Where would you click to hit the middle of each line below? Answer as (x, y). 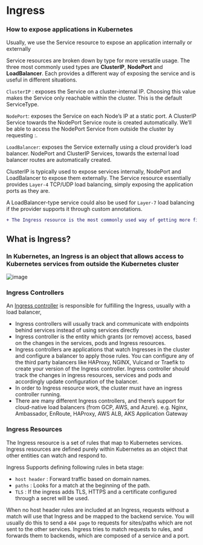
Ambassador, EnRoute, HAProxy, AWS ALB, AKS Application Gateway (101, 414)
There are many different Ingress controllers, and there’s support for (100, 401)
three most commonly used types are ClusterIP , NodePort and (85, 67)
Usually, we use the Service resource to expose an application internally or (99, 42)
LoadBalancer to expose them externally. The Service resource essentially (99, 178)
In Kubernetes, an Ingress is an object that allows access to (95, 256)
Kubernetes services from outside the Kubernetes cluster (93, 263)
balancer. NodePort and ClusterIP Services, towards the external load (93, 153)
